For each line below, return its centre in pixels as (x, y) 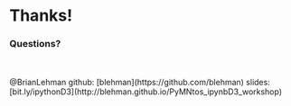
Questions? (35, 44)
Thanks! (41, 16)
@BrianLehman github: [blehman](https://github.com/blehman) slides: (140, 83)
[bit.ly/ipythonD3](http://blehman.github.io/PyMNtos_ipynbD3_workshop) (146, 92)
